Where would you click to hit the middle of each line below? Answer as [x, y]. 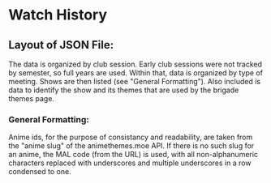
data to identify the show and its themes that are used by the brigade [124, 90]
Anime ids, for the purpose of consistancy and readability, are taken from [131, 137]
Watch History [58, 15]
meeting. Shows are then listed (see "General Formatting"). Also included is [135, 81]
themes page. [32, 98]
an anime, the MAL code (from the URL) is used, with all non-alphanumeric [133, 155]
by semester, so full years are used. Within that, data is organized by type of [136, 73]
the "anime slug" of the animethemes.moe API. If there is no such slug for [131, 146]
